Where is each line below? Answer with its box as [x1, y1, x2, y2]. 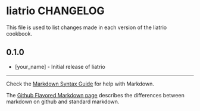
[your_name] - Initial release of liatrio [14, 63, 105, 70]
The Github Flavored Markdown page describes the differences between [6, 91, 185, 99]
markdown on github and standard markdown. [6, 98, 120, 105]
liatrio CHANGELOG [6, 4, 105, 18]
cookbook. [6, 30, 33, 37]
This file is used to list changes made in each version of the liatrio [6, 24, 167, 31]
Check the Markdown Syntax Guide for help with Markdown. [6, 80, 155, 87]
